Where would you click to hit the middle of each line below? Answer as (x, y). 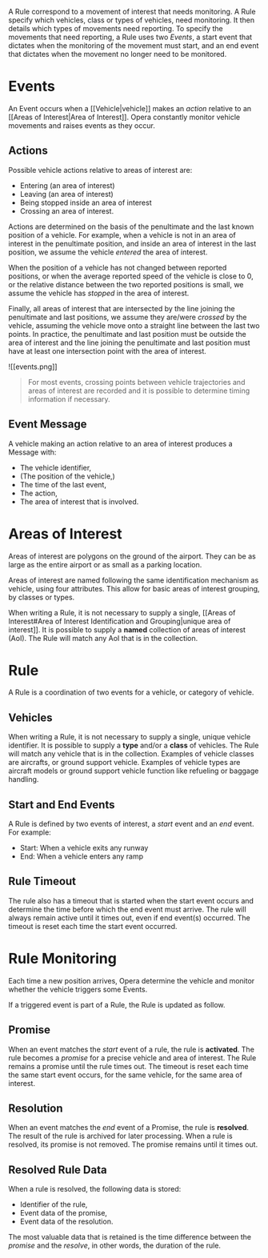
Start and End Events (62, 805)
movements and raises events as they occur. (82, 125)
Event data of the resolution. (66, 1222)
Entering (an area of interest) (67, 185)
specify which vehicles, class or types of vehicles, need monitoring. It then (132, 20)
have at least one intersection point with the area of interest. (107, 351)
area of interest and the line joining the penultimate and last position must (129, 343)
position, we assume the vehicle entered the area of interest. (108, 252)
